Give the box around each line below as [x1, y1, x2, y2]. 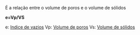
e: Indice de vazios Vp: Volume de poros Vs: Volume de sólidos [5, 24, 135, 30]
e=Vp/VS [5, 14, 25, 20]
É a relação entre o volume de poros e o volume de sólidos [5, 5, 126, 10]
